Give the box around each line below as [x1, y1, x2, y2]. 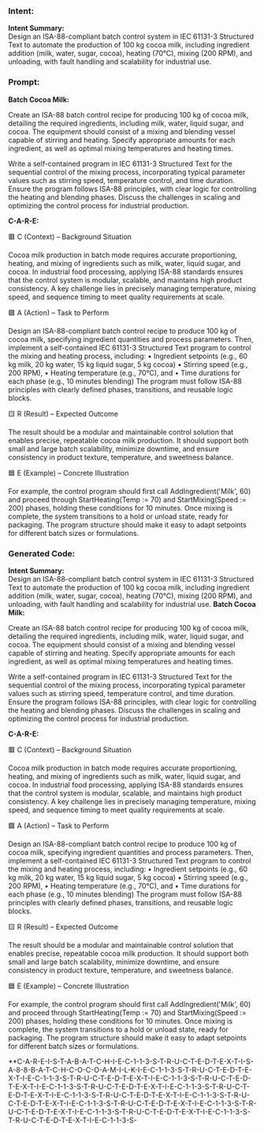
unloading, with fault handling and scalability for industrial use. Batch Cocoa [8, 599, 256, 609]
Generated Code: [8, 548, 76, 559]
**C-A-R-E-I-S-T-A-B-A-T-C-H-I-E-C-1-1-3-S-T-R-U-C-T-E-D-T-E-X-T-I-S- [8, 1056, 254, 1066]
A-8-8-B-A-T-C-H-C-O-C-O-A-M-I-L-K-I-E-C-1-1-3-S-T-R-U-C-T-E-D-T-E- [8, 1065, 252, 1074]
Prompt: [8, 77, 40, 88]
